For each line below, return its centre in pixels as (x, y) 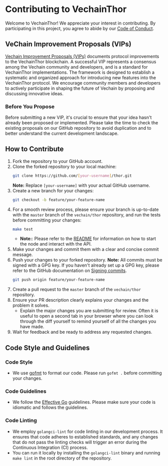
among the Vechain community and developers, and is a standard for (76, 67)
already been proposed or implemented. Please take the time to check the (82, 123)
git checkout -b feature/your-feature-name (59, 200)
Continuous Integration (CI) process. (50, 447)
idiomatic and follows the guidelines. (50, 407)
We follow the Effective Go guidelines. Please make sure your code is (84, 402)
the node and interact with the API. (56, 244)
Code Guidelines (26, 391)
